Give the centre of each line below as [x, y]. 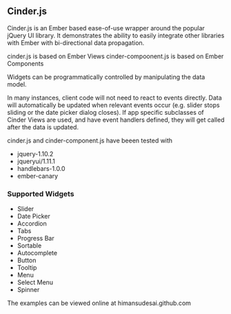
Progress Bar [36, 239]
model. [17, 84]
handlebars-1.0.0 [41, 168]
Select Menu [35, 282]
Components [26, 63]
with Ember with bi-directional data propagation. [76, 43]
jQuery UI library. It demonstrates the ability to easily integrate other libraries [116, 35]
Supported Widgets [41, 194]
